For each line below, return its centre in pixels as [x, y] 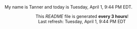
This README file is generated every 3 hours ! [82, 16]
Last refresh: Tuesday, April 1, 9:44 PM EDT [82, 22]
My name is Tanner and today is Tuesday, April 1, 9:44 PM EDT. [69, 7]
